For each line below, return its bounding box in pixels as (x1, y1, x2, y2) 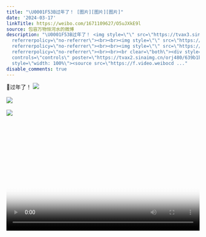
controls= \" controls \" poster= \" (12, 55, 97, 61)
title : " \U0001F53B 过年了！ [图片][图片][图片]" (6, 9, 124, 15)
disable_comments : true (6, 66, 67, 72)
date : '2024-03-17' (6, 15, 56, 21)
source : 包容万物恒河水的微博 (6, 26, 75, 32)
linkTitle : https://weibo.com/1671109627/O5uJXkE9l (6, 20, 141, 26)
